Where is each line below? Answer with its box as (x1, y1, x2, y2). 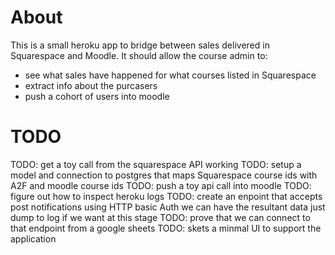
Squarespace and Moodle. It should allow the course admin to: (10, 49, 268, 61)
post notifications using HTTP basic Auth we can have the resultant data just (10, 201, 326, 213)
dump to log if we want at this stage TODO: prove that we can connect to (10, 211, 311, 223)
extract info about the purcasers (24, 79, 158, 91)
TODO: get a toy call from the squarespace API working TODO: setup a (10, 158, 302, 170)
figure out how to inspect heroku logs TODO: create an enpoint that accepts (10, 190, 323, 202)
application (10, 232, 57, 245)
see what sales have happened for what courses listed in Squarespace (24, 69, 317, 81)
